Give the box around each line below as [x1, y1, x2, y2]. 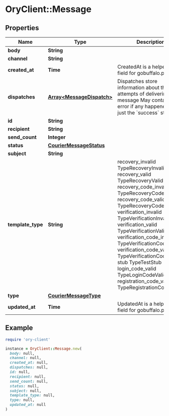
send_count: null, [10, 379, 49, 384]
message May [117, 97, 151, 104]
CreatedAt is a [117, 63, 151, 70]
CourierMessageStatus [47, 142, 105, 149]
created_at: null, [10, 360, 49, 365]
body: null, [10, 351, 35, 356]
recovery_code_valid [117, 196, 165, 203]
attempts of [117, 91, 145, 97]
